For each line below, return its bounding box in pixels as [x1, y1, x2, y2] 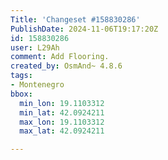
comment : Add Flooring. [10, 52, 110, 62]
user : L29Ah [10, 42, 60, 53]
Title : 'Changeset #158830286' [10, 14, 141, 25]
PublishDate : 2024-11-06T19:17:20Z [10, 24, 159, 34]
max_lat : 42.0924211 [19, 126, 105, 136]
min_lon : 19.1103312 [19, 98, 105, 108]
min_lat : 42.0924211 [19, 107, 105, 118]
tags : [10, 71, 33, 81]
